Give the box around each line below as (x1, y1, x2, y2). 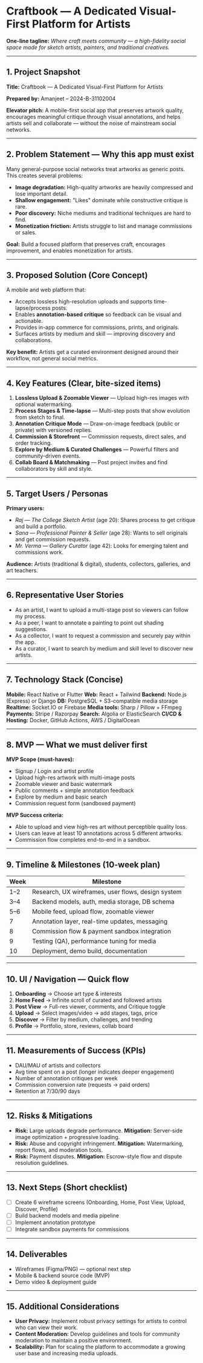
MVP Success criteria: (6, 811, 64, 819)
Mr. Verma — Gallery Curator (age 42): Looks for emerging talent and (14, 542, 188, 549)
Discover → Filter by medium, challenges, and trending (14, 1016, 153, 1023)
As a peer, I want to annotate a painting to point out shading (14, 619, 164, 626)
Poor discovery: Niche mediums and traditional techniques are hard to (14, 209, 192, 217)
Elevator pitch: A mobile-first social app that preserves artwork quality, (6, 106, 184, 113)
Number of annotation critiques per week (14, 1074, 118, 1081)
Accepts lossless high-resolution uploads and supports (14, 298, 153, 305)
